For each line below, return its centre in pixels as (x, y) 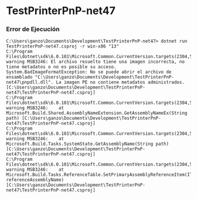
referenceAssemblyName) (35, 180)
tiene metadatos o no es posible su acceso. (61, 67)
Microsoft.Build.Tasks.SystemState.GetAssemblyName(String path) (87, 144)
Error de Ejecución (33, 29)
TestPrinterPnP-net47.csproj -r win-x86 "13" (62, 46)
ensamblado (19, 77)
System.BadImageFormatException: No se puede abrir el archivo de (89, 72)
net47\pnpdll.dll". (30, 82)
